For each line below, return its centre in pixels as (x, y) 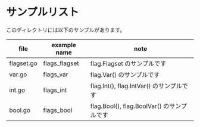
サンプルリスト (43, 12)
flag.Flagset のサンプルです (128, 63)
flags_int (55, 90)
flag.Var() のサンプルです (125, 75)
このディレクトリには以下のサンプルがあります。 (66, 30)
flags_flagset (61, 63)
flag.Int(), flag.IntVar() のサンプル (136, 86)
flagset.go (23, 63)
